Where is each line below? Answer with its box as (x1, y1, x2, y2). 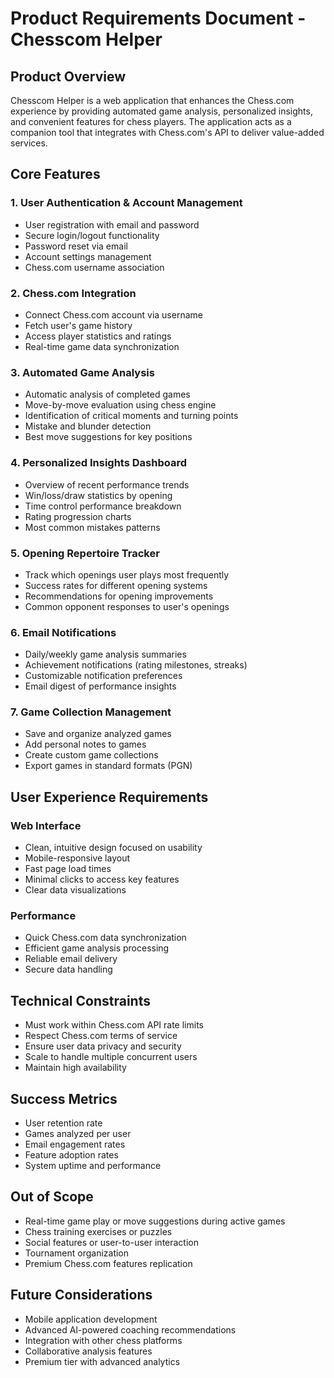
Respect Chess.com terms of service (24, 1030, 178, 1042)
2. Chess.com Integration (10, 286, 137, 300)
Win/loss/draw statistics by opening (24, 489, 173, 501)
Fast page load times (24, 863, 112, 875)
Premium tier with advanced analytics (24, 1355, 181, 1367)
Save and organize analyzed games (24, 728, 172, 740)
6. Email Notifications (10, 625, 117, 639)
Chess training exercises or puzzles (24, 1225, 173, 1237)
